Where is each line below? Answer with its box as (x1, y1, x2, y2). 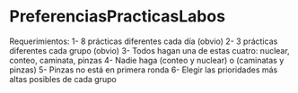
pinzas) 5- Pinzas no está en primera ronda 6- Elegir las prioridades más (9, 64, 278, 75)
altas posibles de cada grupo (9, 73, 117, 84)
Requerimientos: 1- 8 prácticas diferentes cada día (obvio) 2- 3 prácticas (9, 36, 278, 46)
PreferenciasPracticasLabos (9, 6, 226, 27)
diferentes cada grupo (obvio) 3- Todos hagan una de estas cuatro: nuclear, (9, 45, 290, 55)
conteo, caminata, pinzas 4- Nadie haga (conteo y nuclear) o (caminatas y (9, 55, 285, 65)
